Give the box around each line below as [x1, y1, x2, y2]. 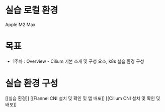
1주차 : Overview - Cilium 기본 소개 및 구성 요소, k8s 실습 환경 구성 [12, 58, 144, 64]
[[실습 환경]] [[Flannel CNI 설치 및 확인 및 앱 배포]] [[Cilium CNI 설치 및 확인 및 [5, 95, 160, 101]
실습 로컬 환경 [5, 5, 58, 16]
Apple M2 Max [5, 21, 36, 28]
